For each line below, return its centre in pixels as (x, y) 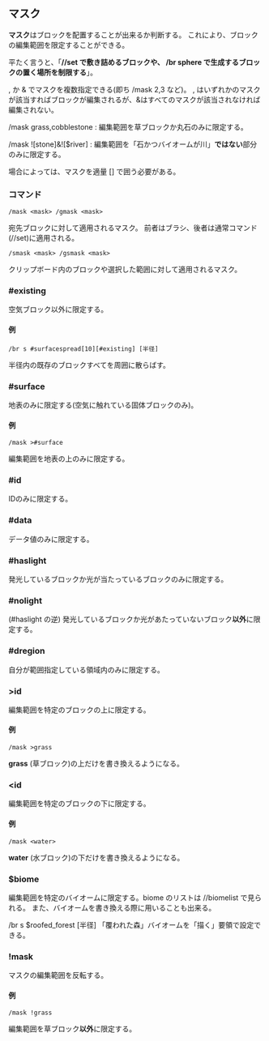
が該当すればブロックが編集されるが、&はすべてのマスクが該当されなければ (134, 100)
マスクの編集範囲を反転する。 (58, 975)
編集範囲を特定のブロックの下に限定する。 (79, 804)
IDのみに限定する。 (41, 499)
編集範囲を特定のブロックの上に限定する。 (79, 710)
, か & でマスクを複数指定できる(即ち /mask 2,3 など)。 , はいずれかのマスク (134, 89)
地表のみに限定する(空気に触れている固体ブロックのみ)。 (103, 405)
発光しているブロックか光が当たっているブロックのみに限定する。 (118, 579)
